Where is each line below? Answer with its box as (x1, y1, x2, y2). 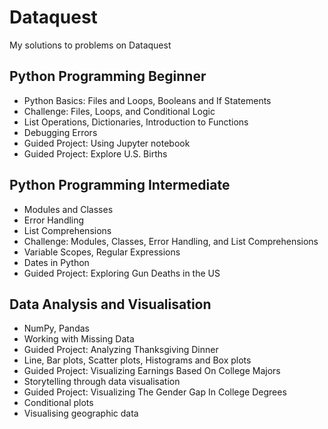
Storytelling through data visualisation (23, 376, 181, 388)
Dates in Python (23, 256, 90, 268)
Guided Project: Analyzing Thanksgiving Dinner (23, 344, 219, 356)
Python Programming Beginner (9, 68, 207, 85)
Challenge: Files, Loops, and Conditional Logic (23, 105, 216, 117)
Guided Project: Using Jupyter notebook (23, 137, 191, 149)
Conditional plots (23, 397, 94, 409)
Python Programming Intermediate (9, 177, 231, 194)
